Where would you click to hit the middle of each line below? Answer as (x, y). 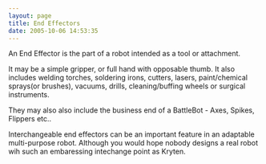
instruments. (29, 95)
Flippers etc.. (30, 119)
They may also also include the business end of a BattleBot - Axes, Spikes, (131, 110)
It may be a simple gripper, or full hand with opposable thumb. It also (121, 69)
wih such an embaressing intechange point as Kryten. (97, 152)
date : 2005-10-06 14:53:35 (53, 31)
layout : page (30, 16)
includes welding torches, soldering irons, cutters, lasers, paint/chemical (128, 78)
